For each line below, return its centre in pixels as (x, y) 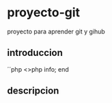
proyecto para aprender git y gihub (56, 31)
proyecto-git (44, 13)
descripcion (33, 91)
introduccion (35, 53)
